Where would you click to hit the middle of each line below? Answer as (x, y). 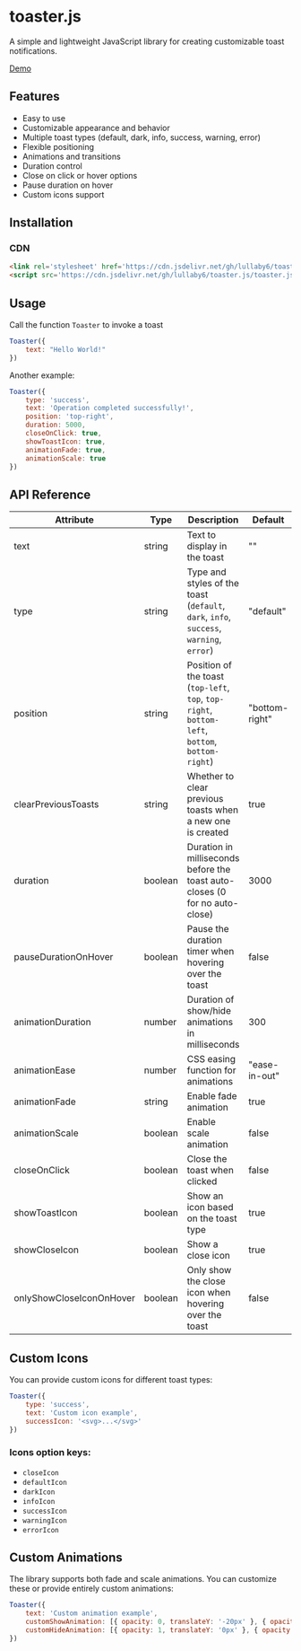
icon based (211, 1208)
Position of (210, 665)
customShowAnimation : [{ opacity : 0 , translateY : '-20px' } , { (146, 1622)
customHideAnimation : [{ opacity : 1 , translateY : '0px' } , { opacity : (160, 1630)
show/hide (209, 1011)
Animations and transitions (71, 156)
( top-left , (208, 688)
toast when (211, 1171)
